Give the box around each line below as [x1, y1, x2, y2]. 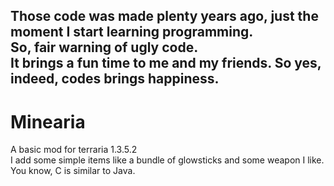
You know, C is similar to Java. [10, 165, 136, 177]
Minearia [10, 110, 86, 133]
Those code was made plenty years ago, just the [10, 8, 319, 25]
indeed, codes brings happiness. [10, 70, 220, 88]
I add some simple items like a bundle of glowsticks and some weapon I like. [10, 154, 325, 166]
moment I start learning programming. [10, 24, 254, 41]
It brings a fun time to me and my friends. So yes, [10, 55, 322, 72]
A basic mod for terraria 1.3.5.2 [10, 144, 138, 156]
